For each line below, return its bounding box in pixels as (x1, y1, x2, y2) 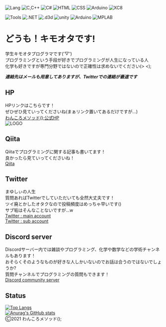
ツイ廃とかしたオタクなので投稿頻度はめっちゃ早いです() (5, 201, 122, 207)
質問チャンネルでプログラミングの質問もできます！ (5, 271, 110, 277)
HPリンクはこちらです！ (5, 102, 55, 108)
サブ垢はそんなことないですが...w (5, 207, 74, 214)
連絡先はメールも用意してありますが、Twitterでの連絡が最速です (5, 74, 138, 80)
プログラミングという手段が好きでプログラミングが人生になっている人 (5, 57, 149, 63)
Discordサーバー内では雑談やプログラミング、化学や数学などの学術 (5, 246, 143, 252)
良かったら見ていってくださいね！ (5, 155, 75, 161)
